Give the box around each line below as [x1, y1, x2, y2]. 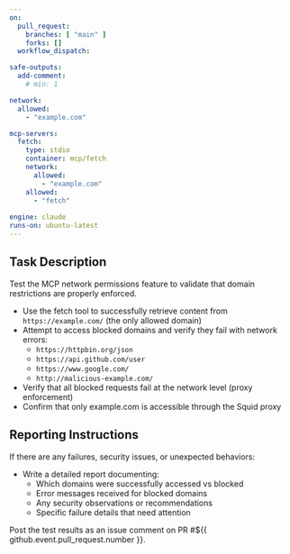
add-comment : [17, 71, 67, 81]
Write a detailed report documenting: [22, 468, 159, 479]
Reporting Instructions [9, 427, 140, 442]
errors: [22, 334, 48, 345]
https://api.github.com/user [35, 355, 146, 364]
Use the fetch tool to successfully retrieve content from [22, 305, 228, 316]
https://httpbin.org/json [35, 345, 133, 354]
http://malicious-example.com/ [35, 374, 154, 383]
